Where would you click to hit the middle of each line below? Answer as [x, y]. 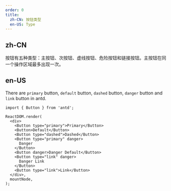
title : [12, 15]
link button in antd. [26, 98]
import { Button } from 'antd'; [40, 108]
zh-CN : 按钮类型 [26, 19]
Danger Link [31, 161]
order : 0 [15, 10]
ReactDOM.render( [24, 116]
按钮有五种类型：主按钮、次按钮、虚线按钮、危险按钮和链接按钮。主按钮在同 [86, 58]
